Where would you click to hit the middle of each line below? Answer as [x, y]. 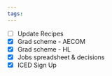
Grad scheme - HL [44, 49]
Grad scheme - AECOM [51, 41]
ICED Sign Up [37, 65]
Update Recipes [41, 33]
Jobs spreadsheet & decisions [61, 57]
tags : [15, 14]
